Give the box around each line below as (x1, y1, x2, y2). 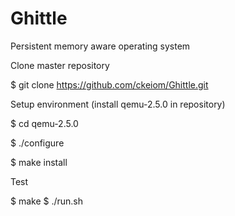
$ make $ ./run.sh (10, 195, 84, 207)
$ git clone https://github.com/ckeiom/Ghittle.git (10, 78, 209, 91)
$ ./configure (10, 137, 65, 149)
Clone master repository (10, 59, 110, 71)
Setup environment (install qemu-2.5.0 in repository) (10, 98, 226, 110)
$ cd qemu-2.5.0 (10, 117, 79, 129)
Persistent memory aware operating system (10, 40, 191, 52)
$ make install (10, 156, 68, 168)
